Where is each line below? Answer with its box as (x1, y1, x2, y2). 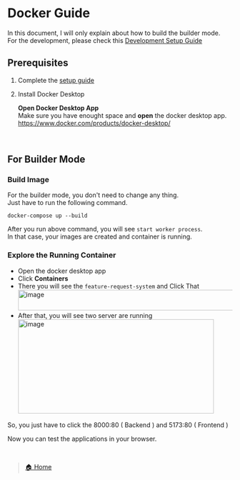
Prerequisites (7, 57, 69, 69)
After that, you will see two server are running (17, 311, 153, 319)
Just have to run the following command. (7, 199, 128, 207)
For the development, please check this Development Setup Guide (7, 36, 203, 44)
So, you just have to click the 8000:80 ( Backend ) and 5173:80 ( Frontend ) (7, 420, 229, 429)
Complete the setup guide (17, 76, 95, 84)
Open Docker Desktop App (17, 104, 99, 112)
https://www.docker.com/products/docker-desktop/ (17, 119, 171, 127)
